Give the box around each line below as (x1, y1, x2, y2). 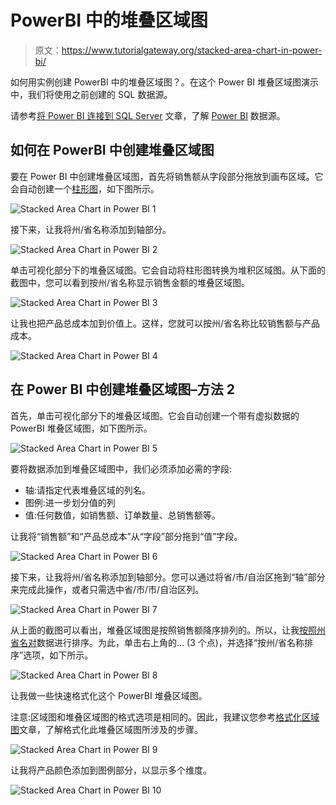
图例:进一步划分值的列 (24, 496, 116, 508)
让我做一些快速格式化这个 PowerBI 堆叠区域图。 (10, 689, 208, 701)
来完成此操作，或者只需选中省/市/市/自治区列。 (10, 583, 205, 595)
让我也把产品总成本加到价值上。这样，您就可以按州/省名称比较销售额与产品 (10, 317, 321, 329)
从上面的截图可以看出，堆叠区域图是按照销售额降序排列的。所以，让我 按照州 (10, 624, 326, 636)
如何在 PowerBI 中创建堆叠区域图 (10, 142, 215, 159)
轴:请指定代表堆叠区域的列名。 (24, 484, 151, 496)
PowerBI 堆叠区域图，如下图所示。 (10, 422, 153, 434)
